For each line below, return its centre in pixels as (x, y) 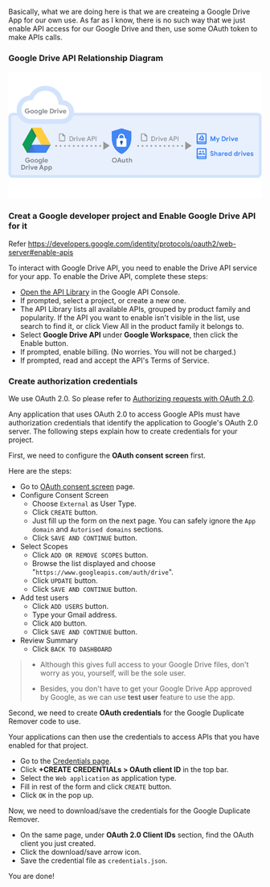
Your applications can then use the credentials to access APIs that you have (134, 737)
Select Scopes (44, 546)
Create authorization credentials (73, 381)
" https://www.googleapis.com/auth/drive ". (103, 572)
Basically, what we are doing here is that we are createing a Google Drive (129, 12)
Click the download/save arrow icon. (80, 852)
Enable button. (44, 343)
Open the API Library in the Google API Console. (100, 292)
